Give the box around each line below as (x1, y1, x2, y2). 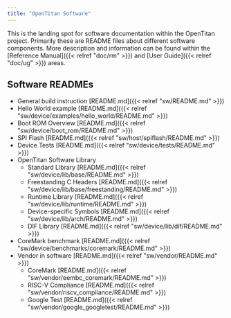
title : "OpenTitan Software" (7, 10, 91, 17)
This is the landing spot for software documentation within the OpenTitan (7, 29, 216, 37)
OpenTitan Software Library (17, 156, 97, 164)
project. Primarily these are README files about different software (7, 36, 196, 45)
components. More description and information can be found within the (7, 44, 211, 52)
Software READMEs (7, 79, 94, 91)
